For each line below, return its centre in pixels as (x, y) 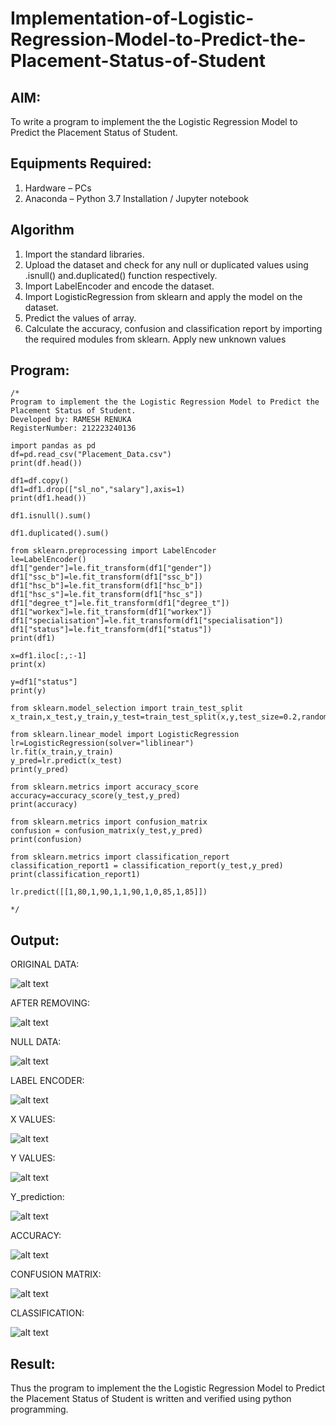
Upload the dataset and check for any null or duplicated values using (166, 264)
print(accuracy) (44, 805)
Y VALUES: (33, 1158)
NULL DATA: (36, 1042)
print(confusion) (46, 840)
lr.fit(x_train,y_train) (62, 752)
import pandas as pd (53, 446)
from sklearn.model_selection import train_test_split (127, 708)
